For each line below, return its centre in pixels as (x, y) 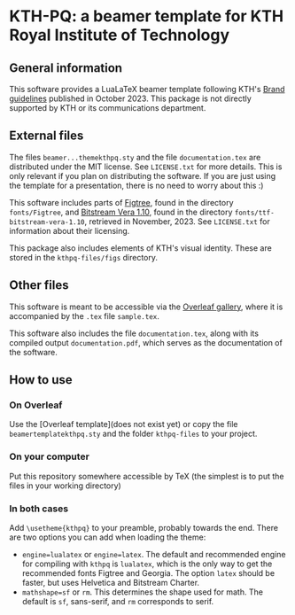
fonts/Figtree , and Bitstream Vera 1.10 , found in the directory (121, 212)
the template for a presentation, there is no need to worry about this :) (136, 185)
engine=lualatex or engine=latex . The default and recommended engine (154, 554)
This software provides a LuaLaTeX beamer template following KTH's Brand (147, 89)
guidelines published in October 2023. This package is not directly (131, 98)
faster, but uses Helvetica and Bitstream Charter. (111, 582)
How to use (41, 380)
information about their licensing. (70, 230)
